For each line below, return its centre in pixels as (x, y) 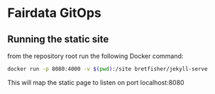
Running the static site (58, 39)
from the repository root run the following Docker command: (95, 56)
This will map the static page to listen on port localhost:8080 (96, 82)
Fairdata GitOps (54, 13)
